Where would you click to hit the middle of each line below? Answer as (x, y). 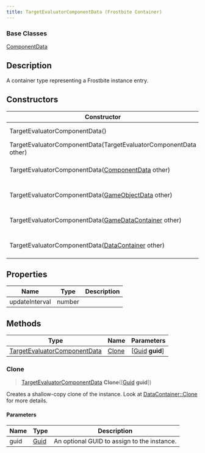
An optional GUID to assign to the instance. (115, 441)
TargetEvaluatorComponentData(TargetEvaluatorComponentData (103, 144)
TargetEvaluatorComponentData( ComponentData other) (90, 169)
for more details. (27, 401)
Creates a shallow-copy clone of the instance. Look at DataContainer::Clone (102, 394)
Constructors (32, 100)
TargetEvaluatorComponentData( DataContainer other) (87, 245)
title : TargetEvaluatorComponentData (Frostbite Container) (85, 12)
